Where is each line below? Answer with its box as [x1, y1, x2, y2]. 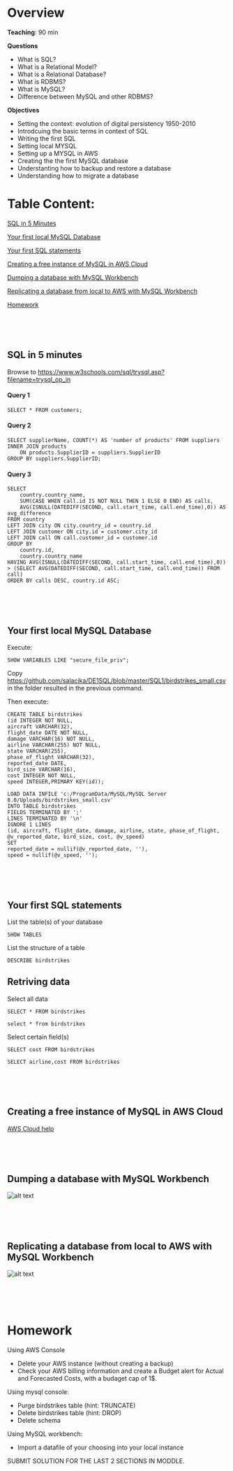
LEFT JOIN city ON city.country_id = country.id [7, 523, 151, 530]
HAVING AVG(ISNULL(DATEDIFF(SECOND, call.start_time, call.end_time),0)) [7, 559, 227, 566]
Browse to [7, 367, 37, 376]
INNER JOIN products [7, 443, 68, 450]
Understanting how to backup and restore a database [17, 164, 172, 172]
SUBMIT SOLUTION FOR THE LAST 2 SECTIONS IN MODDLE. [7, 1457, 185, 1465]
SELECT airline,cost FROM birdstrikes [7, 1058, 120, 1065]
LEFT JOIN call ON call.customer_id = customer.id [7, 534, 158, 541]
